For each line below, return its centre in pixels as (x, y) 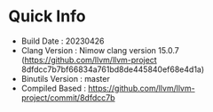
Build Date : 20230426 (63, 41)
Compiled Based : (53, 88)
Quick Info (47, 16)
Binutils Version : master (65, 78)
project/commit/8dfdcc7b (68, 97)
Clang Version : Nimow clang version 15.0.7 (100, 50)
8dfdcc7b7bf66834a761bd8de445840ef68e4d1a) (113, 69)
